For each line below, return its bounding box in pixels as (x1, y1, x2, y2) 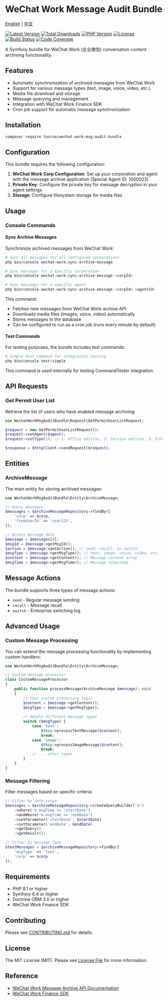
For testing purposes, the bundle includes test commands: (5, 344, 125, 350)
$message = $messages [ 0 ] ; (5, 537, 59, 542)
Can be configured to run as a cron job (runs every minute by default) (12, 322, 156, 328)
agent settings (12, 187, 42, 193)
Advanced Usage (5, 622, 60, 631)
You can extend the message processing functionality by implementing (5, 648, 151, 654)
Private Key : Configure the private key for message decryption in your (12, 182, 158, 188)
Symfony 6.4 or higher (12, 891, 59, 897)
